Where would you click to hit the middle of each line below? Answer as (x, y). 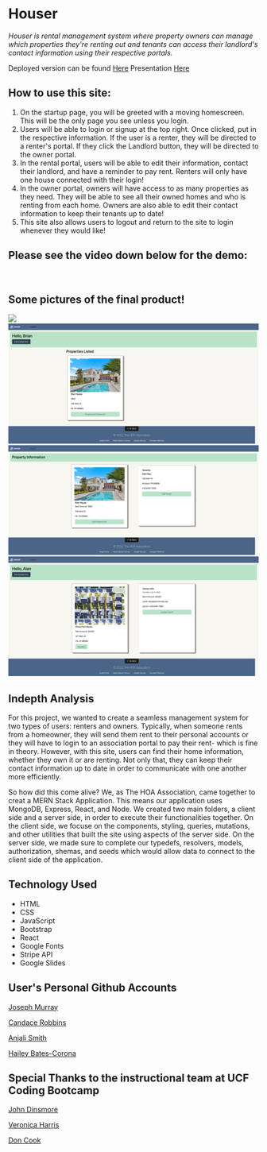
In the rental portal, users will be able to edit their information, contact (134, 163)
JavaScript (37, 920)
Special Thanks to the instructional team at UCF (129, 1079)
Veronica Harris (34, 1125)
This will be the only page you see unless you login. (104, 121)
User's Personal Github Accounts (93, 988)
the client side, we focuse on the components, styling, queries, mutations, (129, 826)
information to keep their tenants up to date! (92, 213)
